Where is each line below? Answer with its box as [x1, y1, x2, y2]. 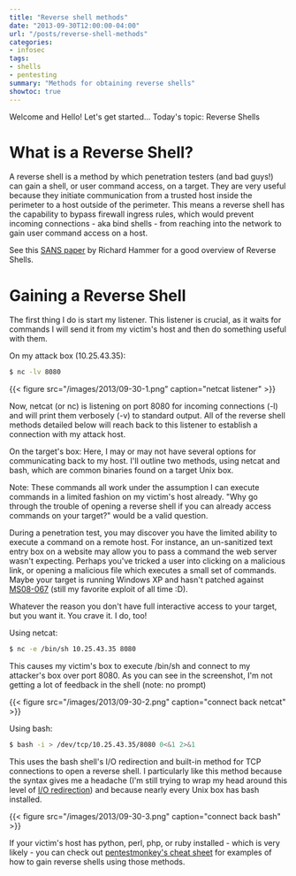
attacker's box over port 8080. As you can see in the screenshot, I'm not [9, 670, 273, 681]
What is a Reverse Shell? [9, 142, 194, 162]
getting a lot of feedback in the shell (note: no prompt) [9, 680, 207, 690]
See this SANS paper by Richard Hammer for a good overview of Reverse [9, 245, 277, 256]
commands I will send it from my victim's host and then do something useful [9, 324, 287, 334]
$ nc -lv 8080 [9, 368, 62, 377]
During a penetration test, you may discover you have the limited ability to [9, 527, 277, 538]
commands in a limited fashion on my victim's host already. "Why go [9, 492, 258, 503]
